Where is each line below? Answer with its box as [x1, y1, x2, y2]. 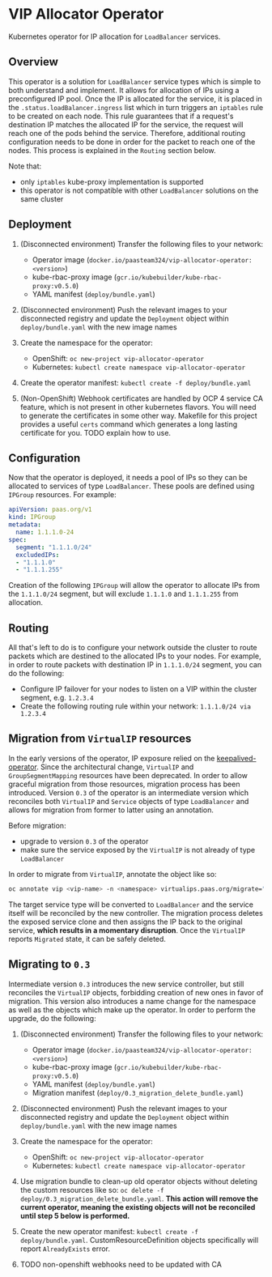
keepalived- [216, 753, 257, 763]
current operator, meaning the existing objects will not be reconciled [19, 1202, 256, 1211]
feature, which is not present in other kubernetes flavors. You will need [19, 402, 257, 411]
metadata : [8, 521, 42, 529]
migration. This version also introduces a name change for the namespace [8, 996, 257, 1006]
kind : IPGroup [8, 513, 57, 521]
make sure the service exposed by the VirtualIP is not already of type [19, 845, 256, 854]
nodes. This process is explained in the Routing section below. [8, 145, 216, 155]
